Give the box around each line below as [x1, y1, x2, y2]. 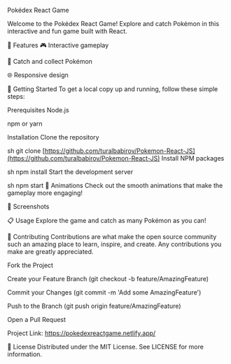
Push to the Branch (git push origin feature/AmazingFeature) [7, 302, 181, 310]
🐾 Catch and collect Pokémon [7, 58, 93, 65]
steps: [7, 93, 25, 100]
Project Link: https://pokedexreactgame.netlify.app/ [7, 329, 156, 337]
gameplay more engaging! [7, 189, 83, 197]
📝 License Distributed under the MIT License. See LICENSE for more [7, 343, 204, 351]
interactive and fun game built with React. [7, 27, 127, 35]
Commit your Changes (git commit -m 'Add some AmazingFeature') [7, 288, 202, 297]
